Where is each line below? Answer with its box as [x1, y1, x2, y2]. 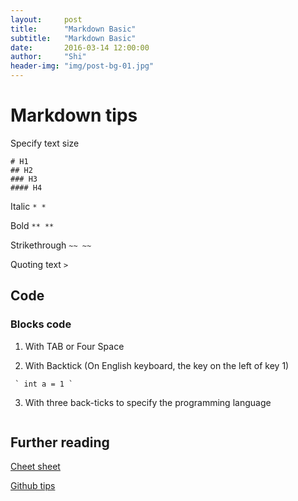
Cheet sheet [10, 461, 61, 473]
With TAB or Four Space [24, 340, 125, 352]
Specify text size [10, 137, 80, 149]
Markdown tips [10, 104, 138, 127]
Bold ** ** [10, 219, 55, 231]
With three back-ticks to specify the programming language [24, 396, 272, 408]
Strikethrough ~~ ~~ [10, 239, 92, 251]
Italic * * [10, 200, 47, 212]
